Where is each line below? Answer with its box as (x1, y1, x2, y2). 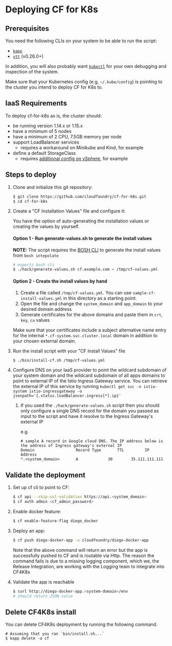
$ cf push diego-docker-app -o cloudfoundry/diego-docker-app (12, 537, 149, 543)
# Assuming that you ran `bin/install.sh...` (5, 632, 104, 637)
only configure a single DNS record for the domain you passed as (20, 408, 159, 414)
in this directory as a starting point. (63, 295, 137, 301)
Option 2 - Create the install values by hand (12, 278, 108, 284)
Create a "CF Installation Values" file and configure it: (12, 208, 126, 214)
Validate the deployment (5, 470, 86, 479)
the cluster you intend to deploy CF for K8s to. (5, 84, 103, 90)
